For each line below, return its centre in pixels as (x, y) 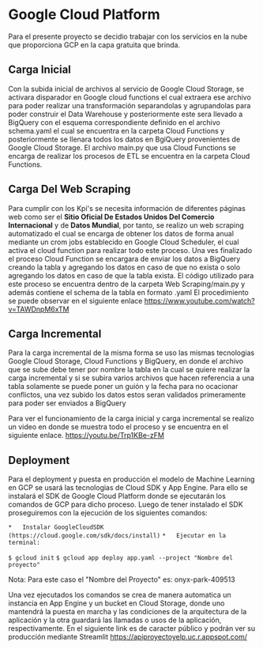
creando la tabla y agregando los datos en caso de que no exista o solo (124, 267)
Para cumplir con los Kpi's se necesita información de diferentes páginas (127, 208)
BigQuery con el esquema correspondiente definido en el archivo (115, 122)
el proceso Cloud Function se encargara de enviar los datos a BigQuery (124, 258)
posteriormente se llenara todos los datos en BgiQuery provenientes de (124, 139)
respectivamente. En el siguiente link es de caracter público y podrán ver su (131, 628)
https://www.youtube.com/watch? (199, 300)
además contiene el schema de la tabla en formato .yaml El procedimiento (128, 292)
